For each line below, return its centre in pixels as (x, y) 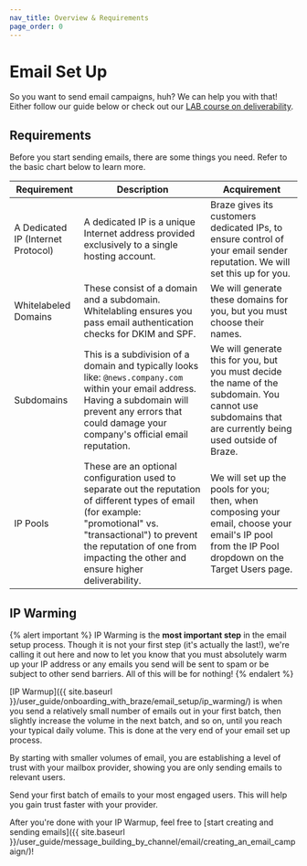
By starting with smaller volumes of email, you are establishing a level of (145, 758)
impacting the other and (135, 558)
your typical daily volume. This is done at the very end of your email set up (150, 731)
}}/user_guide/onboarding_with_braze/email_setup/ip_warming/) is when (146, 702)
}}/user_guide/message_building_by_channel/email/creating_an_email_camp (153, 842)
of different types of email (139, 501)
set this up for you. (250, 273)
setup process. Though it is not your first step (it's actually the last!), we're (149, 645)
